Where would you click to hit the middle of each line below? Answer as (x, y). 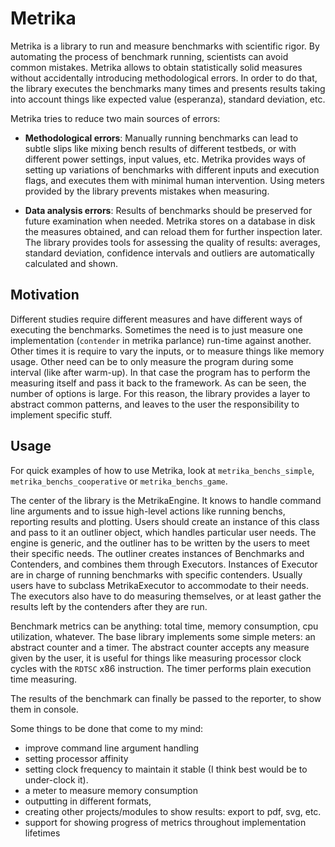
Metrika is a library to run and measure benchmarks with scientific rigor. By (165, 46)
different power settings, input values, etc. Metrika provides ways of (165, 159)
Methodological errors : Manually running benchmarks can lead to (161, 138)
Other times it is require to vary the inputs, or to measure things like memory (167, 351)
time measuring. (44, 679)
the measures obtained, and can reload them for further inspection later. (173, 231)
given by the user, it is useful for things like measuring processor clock (156, 658)
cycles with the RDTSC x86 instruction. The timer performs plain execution (161, 668)
